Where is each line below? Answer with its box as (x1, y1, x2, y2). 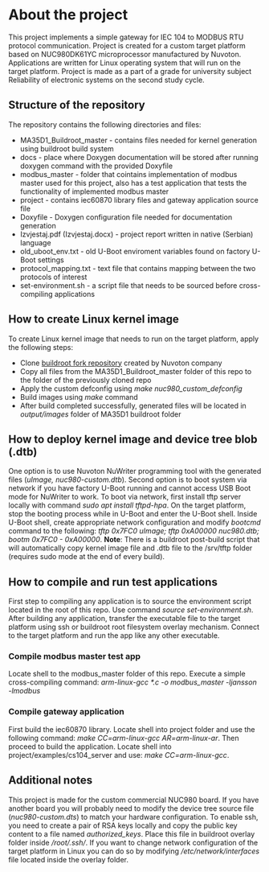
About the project (8, 6, 128, 24)
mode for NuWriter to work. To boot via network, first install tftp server (8, 492, 242, 502)
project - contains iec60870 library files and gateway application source (19, 195, 259, 204)
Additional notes (8, 774, 93, 788)
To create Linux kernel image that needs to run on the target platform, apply (8, 334, 259, 343)
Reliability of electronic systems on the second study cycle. (8, 75, 205, 84)
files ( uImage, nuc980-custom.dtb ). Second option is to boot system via (8, 475, 247, 484)
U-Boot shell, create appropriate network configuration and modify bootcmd (8, 517, 261, 528)
